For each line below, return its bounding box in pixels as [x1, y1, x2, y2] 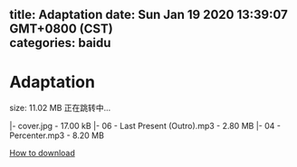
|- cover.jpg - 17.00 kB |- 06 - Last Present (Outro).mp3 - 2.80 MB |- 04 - [9, 121, 281, 132]
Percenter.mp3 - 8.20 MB [9, 130, 104, 141]
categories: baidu [9, 35, 111, 51]
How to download [9, 148, 75, 159]
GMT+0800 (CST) [9, 22, 113, 37]
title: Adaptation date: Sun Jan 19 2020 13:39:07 [9, 7, 288, 23]
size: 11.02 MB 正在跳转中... [9, 103, 111, 114]
